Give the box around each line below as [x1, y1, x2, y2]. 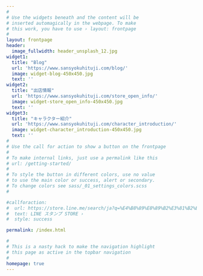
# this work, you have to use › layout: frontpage [6, 25, 137, 32]
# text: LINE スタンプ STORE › [6, 211, 84, 217]
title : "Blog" [11, 59, 47, 65]
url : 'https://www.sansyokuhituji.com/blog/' [11, 65, 129, 71]
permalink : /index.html [6, 227, 66, 233]
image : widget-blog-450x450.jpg [11, 71, 94, 77]
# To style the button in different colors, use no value [6, 172, 155, 178]
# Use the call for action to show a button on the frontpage [6, 143, 166, 150]
